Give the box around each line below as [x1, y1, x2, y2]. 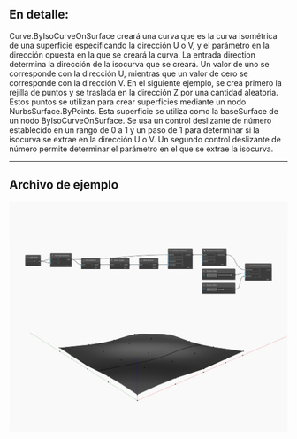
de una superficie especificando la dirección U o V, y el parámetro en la [9, 40, 270, 50]
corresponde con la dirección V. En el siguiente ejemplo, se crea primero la [9, 77, 283, 88]
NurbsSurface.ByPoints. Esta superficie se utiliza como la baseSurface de [9, 105, 278, 116]
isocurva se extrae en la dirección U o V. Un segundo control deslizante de [9, 134, 281, 144]
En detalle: [9, 7, 69, 22]
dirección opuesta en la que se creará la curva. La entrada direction [9, 49, 256, 60]
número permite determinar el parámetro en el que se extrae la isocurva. [9, 143, 274, 154]
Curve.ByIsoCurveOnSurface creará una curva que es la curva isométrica [9, 30, 278, 41]
